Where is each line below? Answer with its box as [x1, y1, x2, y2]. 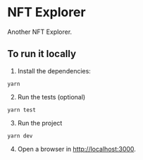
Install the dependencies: [17, 66, 92, 75]
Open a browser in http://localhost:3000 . [17, 144, 136, 153]
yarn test [7, 106, 37, 113]
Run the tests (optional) [17, 92, 86, 101]
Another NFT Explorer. [7, 27, 73, 36]
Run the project [17, 118, 63, 127]
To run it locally [7, 48, 76, 60]
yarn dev [7, 132, 33, 140]
